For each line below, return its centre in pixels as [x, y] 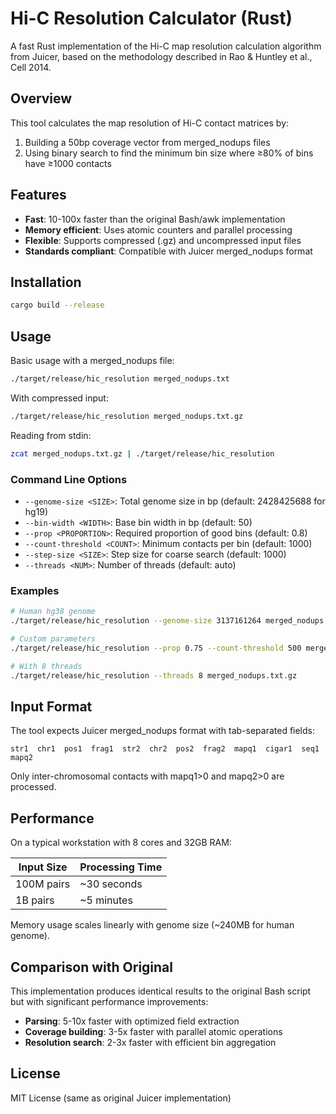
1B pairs [35, 900]
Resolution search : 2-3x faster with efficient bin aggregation [150, 1042]
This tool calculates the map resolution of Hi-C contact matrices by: [150, 123]
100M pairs [43, 884]
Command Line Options [69, 479]
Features [38, 195]
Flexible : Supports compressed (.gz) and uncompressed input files [163, 240]
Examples [35, 590]
